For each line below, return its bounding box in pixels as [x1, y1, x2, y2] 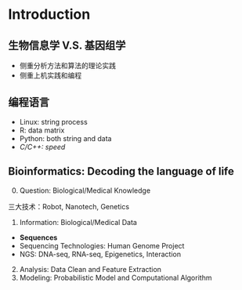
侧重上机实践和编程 [19, 71, 82, 80]
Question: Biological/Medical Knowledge [19, 186, 151, 195]
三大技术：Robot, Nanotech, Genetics [8, 201, 130, 211]
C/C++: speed [19, 142, 66, 151]
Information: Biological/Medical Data [19, 217, 137, 227]
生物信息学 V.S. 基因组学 [8, 38, 126, 52]
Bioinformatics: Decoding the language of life [8, 165, 235, 178]
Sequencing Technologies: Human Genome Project [19, 241, 185, 250]
